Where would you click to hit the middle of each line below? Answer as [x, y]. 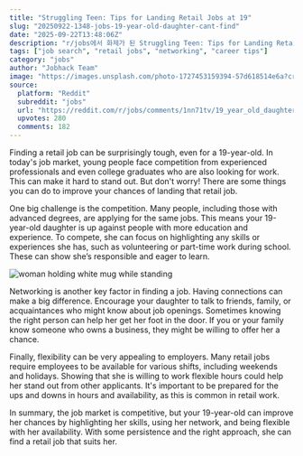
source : [24, 85]
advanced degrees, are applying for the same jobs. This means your [136, 218]
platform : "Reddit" [54, 93]
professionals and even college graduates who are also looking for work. [144, 172]
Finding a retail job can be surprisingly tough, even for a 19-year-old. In [141, 153]
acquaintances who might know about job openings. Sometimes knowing [145, 311]
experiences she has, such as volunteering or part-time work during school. [150, 247]
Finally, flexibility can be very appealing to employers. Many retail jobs [140, 357]
